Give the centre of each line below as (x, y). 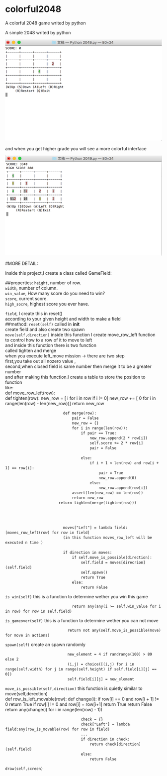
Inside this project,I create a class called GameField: (58, 273)
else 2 (12, 660)
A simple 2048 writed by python (38, 32)
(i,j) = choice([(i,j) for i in (101, 665)
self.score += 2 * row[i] (116, 443)
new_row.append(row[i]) (123, 488)
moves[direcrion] (127, 563)
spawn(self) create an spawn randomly (45, 645)
